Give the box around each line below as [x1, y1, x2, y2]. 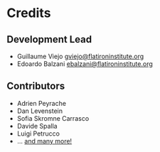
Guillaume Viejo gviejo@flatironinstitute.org [16, 52, 144, 60]
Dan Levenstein [16, 107, 63, 115]
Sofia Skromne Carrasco [16, 114, 90, 122]
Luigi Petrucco [16, 129, 60, 138]
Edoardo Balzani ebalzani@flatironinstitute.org [16, 60, 154, 68]
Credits [6, 5, 51, 21]
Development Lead [6, 33, 92, 45]
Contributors [6, 80, 65, 92]
